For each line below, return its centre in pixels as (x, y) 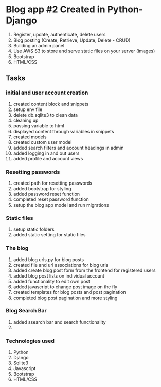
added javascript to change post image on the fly (65, 287)
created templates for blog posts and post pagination (69, 292)
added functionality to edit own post (52, 281)
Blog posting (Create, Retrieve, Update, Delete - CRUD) (72, 40)
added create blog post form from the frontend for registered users (84, 270)
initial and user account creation (47, 93)
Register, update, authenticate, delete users (59, 34)
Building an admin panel (39, 45)
